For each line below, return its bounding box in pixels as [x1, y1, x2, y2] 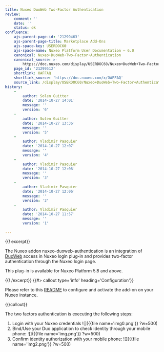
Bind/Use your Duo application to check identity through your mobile [12, 326, 150, 331]
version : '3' [22, 176, 49, 180]
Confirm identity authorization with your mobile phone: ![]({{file [12, 336, 139, 342]
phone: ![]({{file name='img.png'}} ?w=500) [12, 330, 101, 336]
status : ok [14, 25, 36, 30]
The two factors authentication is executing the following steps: [5, 311, 133, 317]
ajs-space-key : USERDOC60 [14, 44, 67, 48]
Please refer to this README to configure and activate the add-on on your [5, 286, 154, 292]
